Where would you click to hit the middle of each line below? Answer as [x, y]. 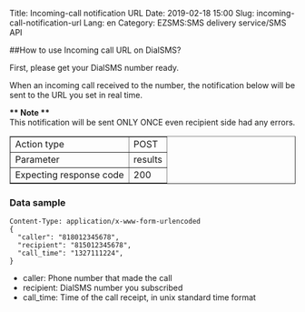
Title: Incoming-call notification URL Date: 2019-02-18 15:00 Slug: [132, 13]
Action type [40, 144]
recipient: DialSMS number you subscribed [103, 288]
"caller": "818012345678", [69, 237]
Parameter [37, 160]
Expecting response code [69, 175]
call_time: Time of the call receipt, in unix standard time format [139, 297]
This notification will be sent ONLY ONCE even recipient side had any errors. [152, 122]
